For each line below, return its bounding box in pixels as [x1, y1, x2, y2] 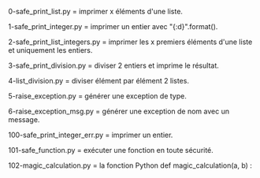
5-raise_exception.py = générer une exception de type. [8, 91, 187, 101]
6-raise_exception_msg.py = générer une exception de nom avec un [8, 106, 230, 116]
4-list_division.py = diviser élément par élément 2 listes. [8, 76, 189, 85]
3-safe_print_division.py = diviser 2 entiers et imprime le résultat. [8, 61, 219, 70]
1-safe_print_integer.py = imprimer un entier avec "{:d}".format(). [8, 22, 218, 31]
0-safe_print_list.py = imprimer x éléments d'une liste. [8, 7, 184, 16]
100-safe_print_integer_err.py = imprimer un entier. [8, 130, 173, 139]
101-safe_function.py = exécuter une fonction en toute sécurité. [8, 146, 214, 154]
